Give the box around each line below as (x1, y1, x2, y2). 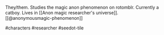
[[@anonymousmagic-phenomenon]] (5, 15, 83, 21)
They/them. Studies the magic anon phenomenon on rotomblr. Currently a (5, 5, 159, 10)
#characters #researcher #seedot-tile (5, 25, 84, 31)
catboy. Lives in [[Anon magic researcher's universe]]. (5, 10, 118, 16)
